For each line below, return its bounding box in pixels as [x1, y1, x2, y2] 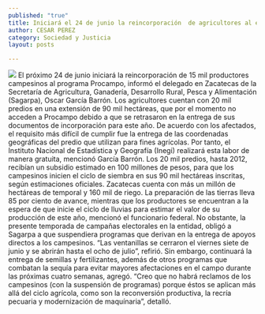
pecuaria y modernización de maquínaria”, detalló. [8, 297, 172, 306]
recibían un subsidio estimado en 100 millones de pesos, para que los [8, 163, 234, 172]
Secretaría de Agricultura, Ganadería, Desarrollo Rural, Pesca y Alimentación [8, 88, 257, 97]
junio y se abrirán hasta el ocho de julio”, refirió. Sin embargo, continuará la [8, 246, 252, 256]
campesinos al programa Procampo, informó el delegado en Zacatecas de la [8, 79, 257, 88]
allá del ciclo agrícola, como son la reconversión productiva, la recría [8, 289, 232, 298]
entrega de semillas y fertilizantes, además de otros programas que [8, 255, 227, 264]
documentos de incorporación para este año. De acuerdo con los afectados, [8, 121, 256, 130]
